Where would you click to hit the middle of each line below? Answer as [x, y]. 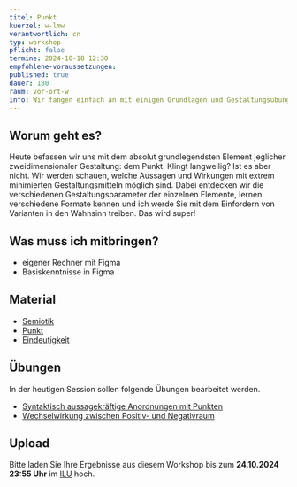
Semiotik [38, 321]
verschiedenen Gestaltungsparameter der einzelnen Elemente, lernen [136, 195]
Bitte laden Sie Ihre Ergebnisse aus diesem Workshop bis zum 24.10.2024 [144, 465]
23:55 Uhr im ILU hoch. [52, 474]
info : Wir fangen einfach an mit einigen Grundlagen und [116, 100]
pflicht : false [37, 50]
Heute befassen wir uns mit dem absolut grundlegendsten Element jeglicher [147, 157]
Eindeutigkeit [46, 340]
